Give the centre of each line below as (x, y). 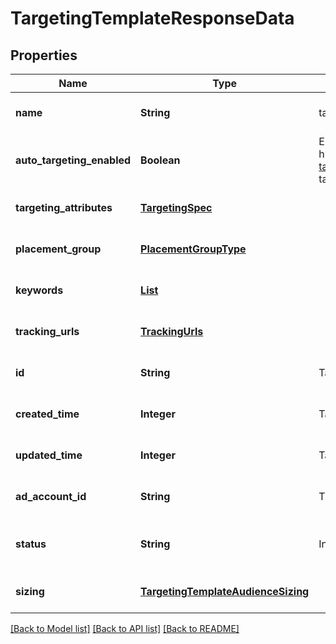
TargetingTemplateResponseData (152, 18)
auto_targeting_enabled (73, 160)
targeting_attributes (64, 207)
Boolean (160, 160)
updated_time (49, 455)
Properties (44, 55)
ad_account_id (51, 496)
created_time (47, 414)
